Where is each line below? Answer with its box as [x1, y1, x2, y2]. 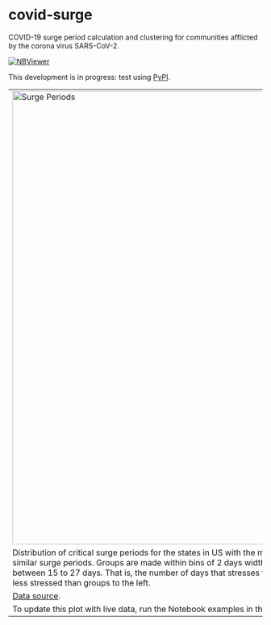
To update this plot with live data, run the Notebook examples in [12, 603, 253, 615]
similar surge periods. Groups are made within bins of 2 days [12, 556, 243, 568]
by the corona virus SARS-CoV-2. [8, 40, 119, 50]
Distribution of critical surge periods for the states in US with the [12, 547, 256, 558]
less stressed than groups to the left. [12, 577, 151, 588]
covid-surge [8, 6, 93, 24]
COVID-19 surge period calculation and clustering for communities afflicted [8, 32, 258, 42]
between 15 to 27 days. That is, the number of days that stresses [12, 567, 261, 578]
